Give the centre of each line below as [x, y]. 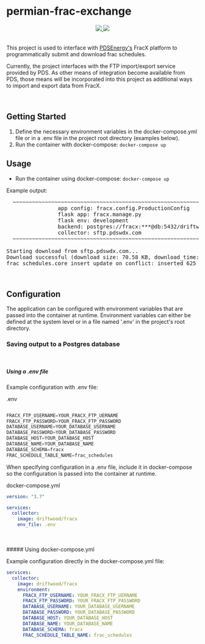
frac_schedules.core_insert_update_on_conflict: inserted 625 [101, 263]
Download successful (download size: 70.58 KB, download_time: [103, 257]
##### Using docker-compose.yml [50, 550]
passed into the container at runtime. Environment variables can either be [99, 315]
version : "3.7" [26, 496]
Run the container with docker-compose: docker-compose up [91, 144]
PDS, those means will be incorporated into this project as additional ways [99, 79]
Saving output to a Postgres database [63, 344]
